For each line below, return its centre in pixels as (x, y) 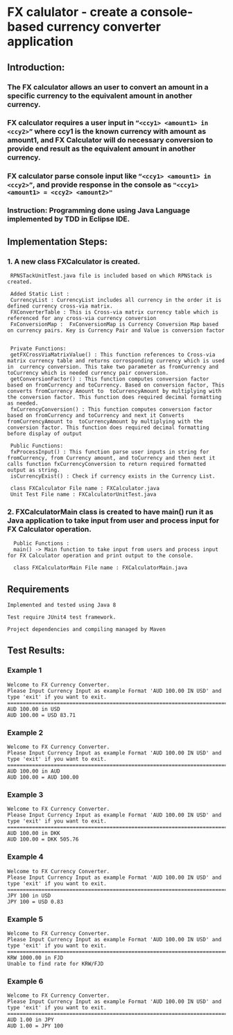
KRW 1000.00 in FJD (35, 958)
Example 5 (25, 919)
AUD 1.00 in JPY (31, 1020)
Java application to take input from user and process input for (113, 520)
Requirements (38, 589)
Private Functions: (38, 348)
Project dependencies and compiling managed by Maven (87, 630)
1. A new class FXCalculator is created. (74, 261)
